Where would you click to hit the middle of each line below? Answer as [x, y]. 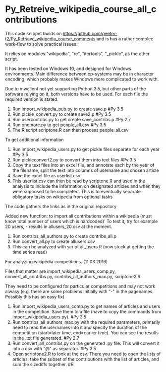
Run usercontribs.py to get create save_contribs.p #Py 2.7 [72, 119]
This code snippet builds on [33, 33]
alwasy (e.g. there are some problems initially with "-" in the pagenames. [79, 291]
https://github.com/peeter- [90, 33]
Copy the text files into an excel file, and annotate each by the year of [83, 165]
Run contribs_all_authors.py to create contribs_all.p [64, 236]
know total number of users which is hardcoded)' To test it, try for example [82, 221]
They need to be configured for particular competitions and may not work [80, 286]
